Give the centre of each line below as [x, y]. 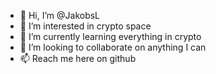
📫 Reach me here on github [78, 58]
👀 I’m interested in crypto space [85, 26]
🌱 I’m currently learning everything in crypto [110, 36]
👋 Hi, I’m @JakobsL [60, 15]
